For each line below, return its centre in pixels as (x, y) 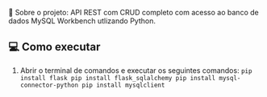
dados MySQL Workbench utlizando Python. (82, 21)
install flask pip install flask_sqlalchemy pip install (118, 78)
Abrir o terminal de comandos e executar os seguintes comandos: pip (136, 70)
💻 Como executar (54, 47)
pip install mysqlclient (123, 85)
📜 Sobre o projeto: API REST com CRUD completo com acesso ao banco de (134, 12)
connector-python (49, 85)
